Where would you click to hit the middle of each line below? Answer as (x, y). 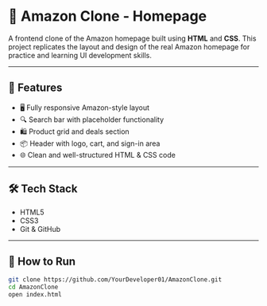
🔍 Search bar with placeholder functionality (92, 120)
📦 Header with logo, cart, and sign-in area (90, 143)
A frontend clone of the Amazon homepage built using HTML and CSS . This (132, 38)
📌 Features (35, 88)
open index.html (35, 295)
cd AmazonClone (33, 287)
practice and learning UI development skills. (80, 55)
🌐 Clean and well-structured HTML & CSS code (98, 155)
